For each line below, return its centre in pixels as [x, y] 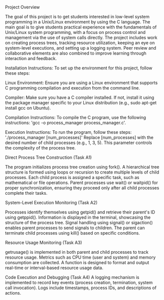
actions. [13, 293]
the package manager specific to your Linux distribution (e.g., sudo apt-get [81, 103]
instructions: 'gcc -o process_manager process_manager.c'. [66, 123]
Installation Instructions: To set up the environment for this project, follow [79, 68]
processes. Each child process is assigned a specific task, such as [72, 177]
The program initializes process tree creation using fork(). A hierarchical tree [82, 167]
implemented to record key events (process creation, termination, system [79, 283]
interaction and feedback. [31, 58]
